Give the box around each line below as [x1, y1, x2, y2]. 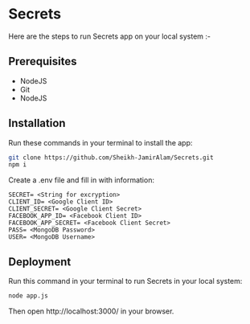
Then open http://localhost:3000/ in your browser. [8, 306, 174, 316]
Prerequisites [8, 55, 77, 68]
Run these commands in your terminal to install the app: [8, 137, 193, 147]
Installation [8, 117, 66, 130]
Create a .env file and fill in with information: [8, 175, 155, 185]
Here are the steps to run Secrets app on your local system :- [8, 31, 211, 41]
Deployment [8, 255, 72, 269]
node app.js [8, 292, 48, 300]
